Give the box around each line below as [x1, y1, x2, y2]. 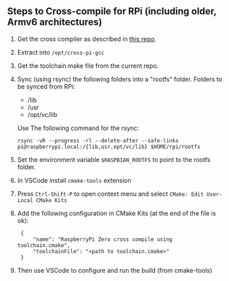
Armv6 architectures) [7, 17, 102, 28]
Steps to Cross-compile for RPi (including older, [7, 6, 217, 17]
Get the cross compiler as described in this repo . [17, 35, 157, 43]
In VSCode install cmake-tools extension [17, 176, 131, 184]
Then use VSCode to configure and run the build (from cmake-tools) [17, 266, 212, 274]
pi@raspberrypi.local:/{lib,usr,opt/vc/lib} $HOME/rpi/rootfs [17, 143, 201, 150]
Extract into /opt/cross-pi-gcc [17, 48, 105, 56]
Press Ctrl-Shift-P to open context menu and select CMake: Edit [17, 190, 204, 198]
